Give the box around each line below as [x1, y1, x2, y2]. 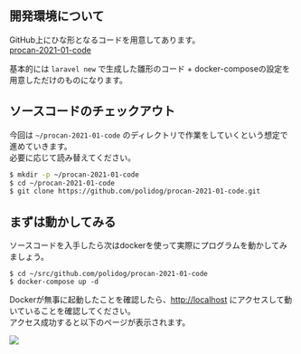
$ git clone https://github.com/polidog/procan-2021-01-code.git [9, 187, 260, 196]
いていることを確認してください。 [9, 306, 136, 317]
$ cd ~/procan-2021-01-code [9, 178, 116, 187]
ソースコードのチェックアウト [9, 103, 175, 120]
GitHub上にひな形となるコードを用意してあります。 [9, 34, 201, 45]
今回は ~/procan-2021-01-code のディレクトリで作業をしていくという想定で [9, 129, 288, 140]
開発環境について [9, 8, 105, 24]
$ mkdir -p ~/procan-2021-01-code [9, 170, 140, 179]
